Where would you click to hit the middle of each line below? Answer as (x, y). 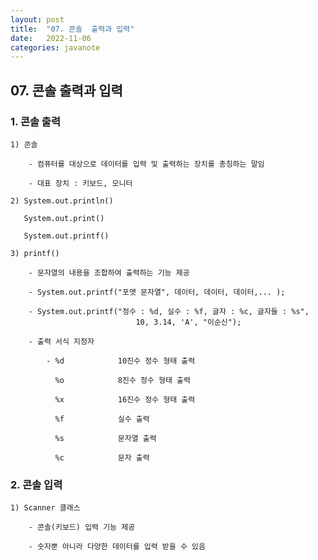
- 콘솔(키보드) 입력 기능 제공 (82, 527)
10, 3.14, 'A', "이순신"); (188, 322)
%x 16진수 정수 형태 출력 (125, 399)
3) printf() (35, 253)
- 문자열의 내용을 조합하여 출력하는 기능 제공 (109, 272)
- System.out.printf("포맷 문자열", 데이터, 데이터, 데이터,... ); (157, 292)
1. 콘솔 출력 (35, 121)
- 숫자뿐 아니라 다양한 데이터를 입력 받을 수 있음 (117, 547)
